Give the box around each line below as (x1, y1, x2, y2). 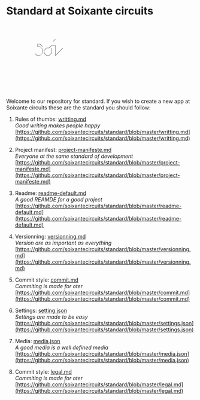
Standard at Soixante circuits (6, 4, 154, 18)
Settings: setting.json (14, 307, 68, 314)
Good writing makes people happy (14, 121, 101, 129)
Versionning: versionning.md (14, 233, 86, 240)
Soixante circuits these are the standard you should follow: (6, 103, 151, 111)
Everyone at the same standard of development (14, 152, 134, 160)
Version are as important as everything (14, 239, 112, 246)
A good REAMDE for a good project (14, 196, 103, 203)
